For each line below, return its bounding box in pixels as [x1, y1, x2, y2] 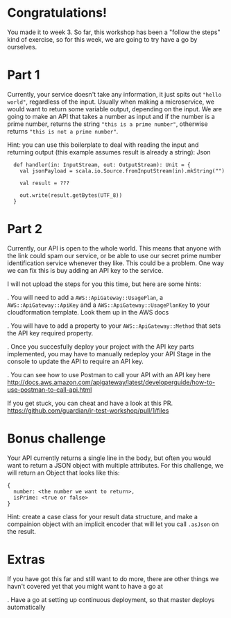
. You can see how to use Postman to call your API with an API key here [7, 370, 211, 379]
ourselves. [7, 42, 37, 51]
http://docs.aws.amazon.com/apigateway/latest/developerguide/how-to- [7, 378, 216, 386]
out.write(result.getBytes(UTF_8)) [19, 191, 123, 199]
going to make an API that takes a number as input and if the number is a [7, 112, 215, 120]
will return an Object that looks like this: [7, 468, 120, 477]
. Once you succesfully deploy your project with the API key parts [7, 342, 194, 351]
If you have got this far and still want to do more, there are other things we [7, 574, 219, 583]
